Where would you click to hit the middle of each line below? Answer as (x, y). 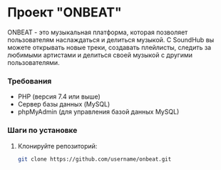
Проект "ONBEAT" (65, 12)
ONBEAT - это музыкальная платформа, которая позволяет (98, 32)
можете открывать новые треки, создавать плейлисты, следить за (109, 47)
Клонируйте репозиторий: (57, 146)
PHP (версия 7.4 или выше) (59, 96)
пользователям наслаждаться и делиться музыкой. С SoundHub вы (111, 39)
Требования (30, 81)
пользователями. (34, 62)
